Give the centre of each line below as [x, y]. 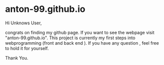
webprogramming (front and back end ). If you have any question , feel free [82, 43]
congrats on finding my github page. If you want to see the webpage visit [80, 32]
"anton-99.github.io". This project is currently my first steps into [70, 38]
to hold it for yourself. [27, 48]
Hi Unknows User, [24, 23]
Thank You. [17, 58]
